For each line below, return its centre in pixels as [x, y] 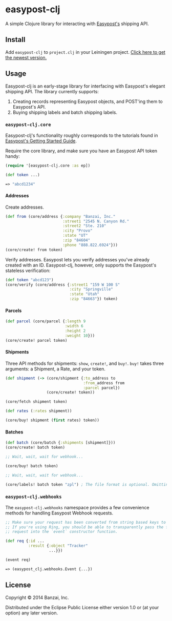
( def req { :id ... [25, 541]
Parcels [14, 310]
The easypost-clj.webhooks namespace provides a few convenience [77, 507]
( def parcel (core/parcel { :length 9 [46, 321]
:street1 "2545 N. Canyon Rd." [96, 221]
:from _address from [104, 383]
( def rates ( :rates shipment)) [39, 411]
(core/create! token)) [71, 392]
